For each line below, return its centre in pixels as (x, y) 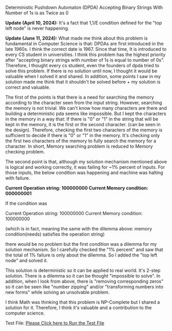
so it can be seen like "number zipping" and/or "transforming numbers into (84, 287)
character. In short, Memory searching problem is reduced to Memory (79, 146)
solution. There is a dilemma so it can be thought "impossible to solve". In (83, 276)
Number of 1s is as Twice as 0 (37, 13)
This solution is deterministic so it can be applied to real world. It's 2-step (83, 270)
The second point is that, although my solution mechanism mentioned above (86, 162)
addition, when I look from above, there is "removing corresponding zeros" (84, 281)
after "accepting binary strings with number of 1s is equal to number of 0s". (85, 60)
